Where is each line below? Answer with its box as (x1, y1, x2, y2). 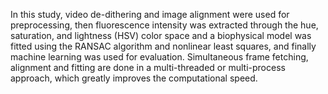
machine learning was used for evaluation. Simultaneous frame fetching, (10, 51, 309, 63)
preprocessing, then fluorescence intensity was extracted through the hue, (10, 19, 319, 31)
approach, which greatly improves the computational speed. (10, 72, 258, 84)
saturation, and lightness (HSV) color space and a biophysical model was (10, 30, 312, 41)
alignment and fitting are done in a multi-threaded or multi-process (10, 62, 286, 73)
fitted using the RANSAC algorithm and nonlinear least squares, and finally (10, 40, 317, 52)
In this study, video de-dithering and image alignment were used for (10, 9, 290, 20)
